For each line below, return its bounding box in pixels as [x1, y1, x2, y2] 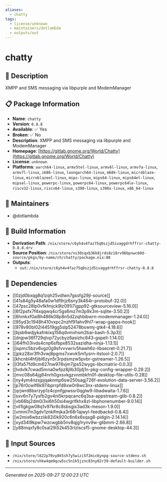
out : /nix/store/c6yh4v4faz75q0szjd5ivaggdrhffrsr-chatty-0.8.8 [19, 265, 154, 271]
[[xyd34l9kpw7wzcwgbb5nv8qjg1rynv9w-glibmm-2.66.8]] [12, 419, 132, 426]
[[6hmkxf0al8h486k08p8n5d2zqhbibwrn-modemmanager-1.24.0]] [12, 314, 149, 320]
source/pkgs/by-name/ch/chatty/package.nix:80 [12, 255, 111, 260]
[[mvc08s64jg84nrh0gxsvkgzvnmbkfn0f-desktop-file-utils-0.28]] [12, 372, 148, 378]
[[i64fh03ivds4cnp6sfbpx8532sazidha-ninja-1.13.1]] [12, 340, 118, 346]
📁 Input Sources [5, 439, 56, 448]
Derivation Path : [12, 240, 47, 246]
